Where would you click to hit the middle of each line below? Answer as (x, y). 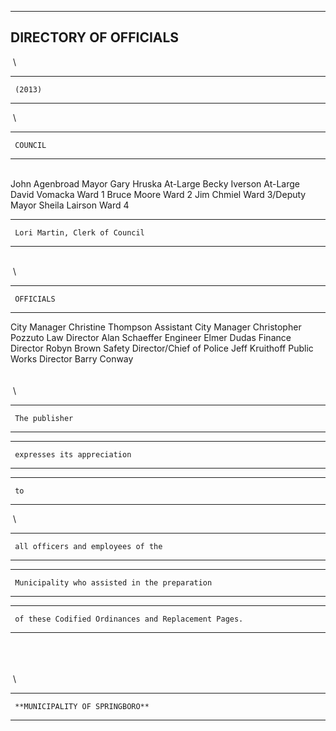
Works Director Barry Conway (72, 358)
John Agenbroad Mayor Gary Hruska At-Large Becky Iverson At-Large (155, 183)
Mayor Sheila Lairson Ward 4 (70, 205)
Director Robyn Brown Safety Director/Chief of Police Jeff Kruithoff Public (162, 348)
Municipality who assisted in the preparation (113, 582)
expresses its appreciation (73, 454)
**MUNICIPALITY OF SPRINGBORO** (82, 706)
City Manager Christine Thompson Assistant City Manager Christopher (156, 327)
